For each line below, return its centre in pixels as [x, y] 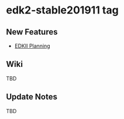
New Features [32, 32]
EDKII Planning [32, 46]
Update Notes [32, 97]
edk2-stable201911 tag [62, 10]
